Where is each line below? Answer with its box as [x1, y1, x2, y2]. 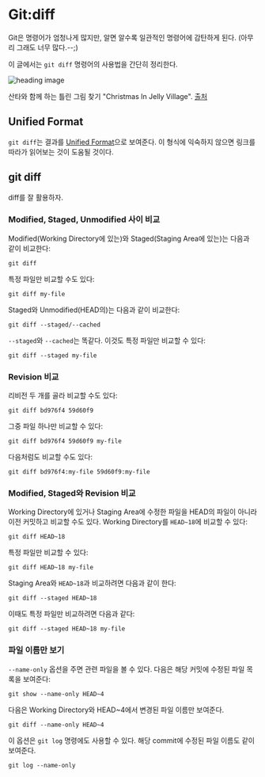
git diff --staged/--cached [8, 321, 101, 329]
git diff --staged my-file [8, 351, 97, 360]
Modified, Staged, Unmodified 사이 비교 [8, 214, 161, 225]
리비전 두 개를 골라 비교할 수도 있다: [8, 390, 118, 401]
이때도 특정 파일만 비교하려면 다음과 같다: [8, 609, 135, 619]
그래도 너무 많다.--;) [16, 42, 79, 52]
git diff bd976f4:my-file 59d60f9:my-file [8, 468, 150, 476]
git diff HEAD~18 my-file [8, 564, 93, 572]
